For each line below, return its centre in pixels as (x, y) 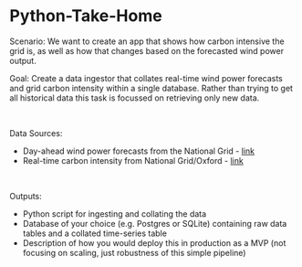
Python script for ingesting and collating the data (115, 214)
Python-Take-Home (86, 16)
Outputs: (26, 196)
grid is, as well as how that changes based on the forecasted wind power (147, 50)
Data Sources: (36, 133)
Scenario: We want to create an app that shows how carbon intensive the (147, 41)
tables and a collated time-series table (94, 233)
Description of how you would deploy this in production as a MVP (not (154, 242)
